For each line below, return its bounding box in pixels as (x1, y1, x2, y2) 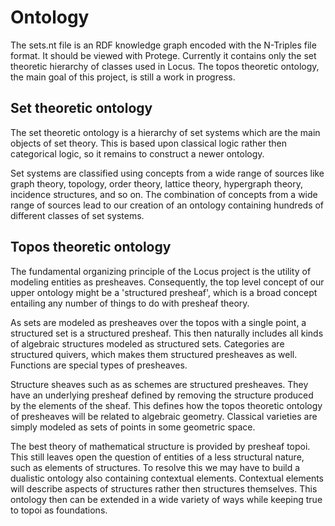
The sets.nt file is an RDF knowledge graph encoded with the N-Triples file (10, 39, 317, 51)
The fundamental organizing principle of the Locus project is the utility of (10, 265, 312, 277)
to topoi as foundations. (10, 504, 108, 516)
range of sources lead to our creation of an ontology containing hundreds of (10, 199, 325, 211)
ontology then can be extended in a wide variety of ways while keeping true (10, 493, 323, 505)
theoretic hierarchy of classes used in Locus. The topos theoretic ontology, (10, 60, 320, 72)
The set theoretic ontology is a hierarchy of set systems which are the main (10, 126, 321, 138)
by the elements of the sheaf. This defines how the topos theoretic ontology (10, 399, 323, 411)
